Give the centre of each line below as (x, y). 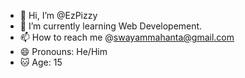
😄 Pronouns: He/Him (63, 51)
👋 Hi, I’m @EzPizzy (58, 15)
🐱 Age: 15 (41, 62)
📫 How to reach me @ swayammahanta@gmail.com (127, 37)
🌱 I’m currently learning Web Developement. (111, 26)
